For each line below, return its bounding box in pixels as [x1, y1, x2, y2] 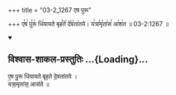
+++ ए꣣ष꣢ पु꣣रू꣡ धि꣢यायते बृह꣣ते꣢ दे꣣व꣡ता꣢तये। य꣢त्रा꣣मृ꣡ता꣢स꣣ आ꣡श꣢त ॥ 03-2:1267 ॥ [8, 20, 169, 28]
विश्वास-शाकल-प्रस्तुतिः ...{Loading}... [8, 53, 148, 65]
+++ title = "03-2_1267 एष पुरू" [8, 6, 92, 14]
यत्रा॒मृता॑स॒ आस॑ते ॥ [8, 80, 49, 88]
